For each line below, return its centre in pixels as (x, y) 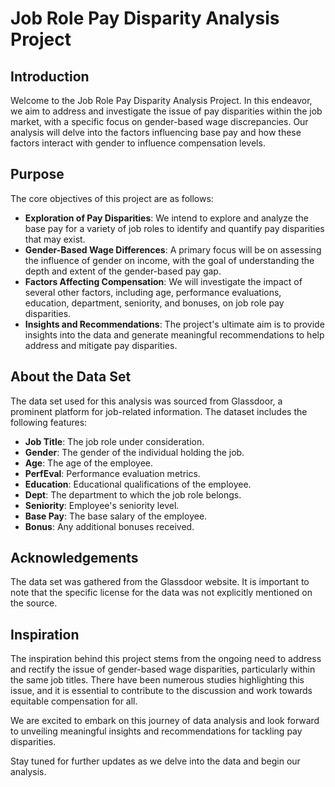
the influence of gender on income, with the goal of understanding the (169, 260)
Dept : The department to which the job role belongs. (133, 494)
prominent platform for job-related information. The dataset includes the (159, 411)
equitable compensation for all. (74, 701)
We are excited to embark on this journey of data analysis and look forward (165, 721)
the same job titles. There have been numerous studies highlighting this (157, 680)
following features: (49, 422)
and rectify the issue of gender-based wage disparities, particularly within (163, 669)
